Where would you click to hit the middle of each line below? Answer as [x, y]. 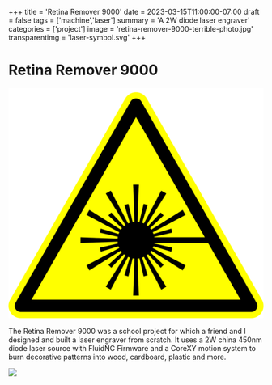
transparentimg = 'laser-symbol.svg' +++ [77, 37]
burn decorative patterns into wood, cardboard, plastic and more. [117, 357]
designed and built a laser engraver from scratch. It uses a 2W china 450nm [135, 340]
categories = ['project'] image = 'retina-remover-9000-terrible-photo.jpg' [131, 29]
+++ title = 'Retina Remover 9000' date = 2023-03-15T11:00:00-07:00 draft [134, 12]
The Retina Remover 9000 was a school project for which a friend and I [127, 331]
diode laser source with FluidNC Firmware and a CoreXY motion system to [132, 348]
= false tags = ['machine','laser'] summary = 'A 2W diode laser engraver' [130, 20]
